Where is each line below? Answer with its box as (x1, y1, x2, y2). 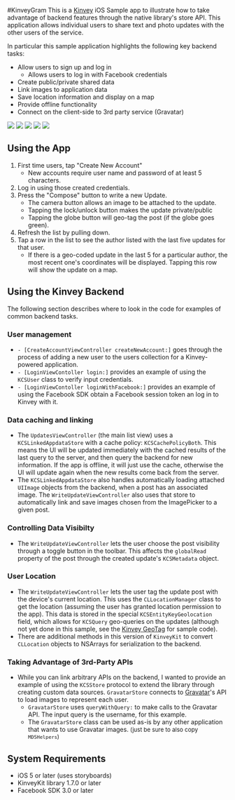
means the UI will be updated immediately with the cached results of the (17, 446, 226, 455)
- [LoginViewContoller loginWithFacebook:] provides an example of (17, 382, 215, 391)
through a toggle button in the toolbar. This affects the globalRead (17, 547, 206, 555)
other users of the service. (7, 28, 84, 36)
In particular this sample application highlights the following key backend (7, 42, 217, 50)
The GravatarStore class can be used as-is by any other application (27, 718, 223, 726)
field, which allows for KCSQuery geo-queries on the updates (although (17, 617, 219, 625)
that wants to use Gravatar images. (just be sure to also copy (27, 726, 199, 734)
